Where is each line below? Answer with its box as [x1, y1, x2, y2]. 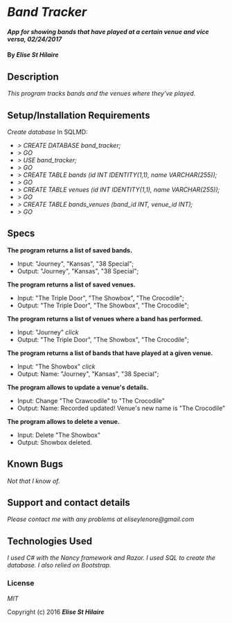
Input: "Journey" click [17, 327, 79, 336]
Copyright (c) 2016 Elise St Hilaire [7, 608, 105, 616]
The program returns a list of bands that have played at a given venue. [7, 348, 213, 357]
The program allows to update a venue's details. [7, 383, 149, 391]
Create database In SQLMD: [7, 128, 88, 136]
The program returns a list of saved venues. [7, 280, 136, 289]
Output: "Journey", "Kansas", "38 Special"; [17, 266, 139, 275]
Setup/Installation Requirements [7, 109, 150, 121]
